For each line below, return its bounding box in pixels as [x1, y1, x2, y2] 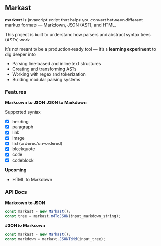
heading [12, 119, 29, 124]
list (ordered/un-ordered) [12, 141, 63, 146]
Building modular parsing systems [12, 76, 81, 82]
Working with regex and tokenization [12, 71, 86, 77]
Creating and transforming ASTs [12, 66, 77, 72]
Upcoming [5, 167, 27, 173]
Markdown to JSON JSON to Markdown [5, 100, 87, 105]
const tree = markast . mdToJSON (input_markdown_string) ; [5, 213, 121, 219]
